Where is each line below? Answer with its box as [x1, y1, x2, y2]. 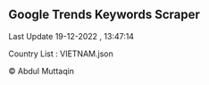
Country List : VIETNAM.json [8, 48, 113, 59]
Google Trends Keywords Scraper [8, 7, 200, 22]
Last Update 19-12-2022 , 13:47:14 [8, 30, 135, 41]
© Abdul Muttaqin [8, 65, 75, 76]
